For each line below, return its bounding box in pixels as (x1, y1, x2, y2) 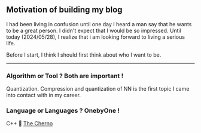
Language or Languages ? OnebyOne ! (6, 107, 120, 115)
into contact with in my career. (6, 92, 81, 99)
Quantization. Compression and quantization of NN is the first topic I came (6, 85, 190, 92)
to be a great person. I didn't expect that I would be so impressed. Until (6, 27, 181, 34)
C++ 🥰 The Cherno (6, 120, 53, 127)
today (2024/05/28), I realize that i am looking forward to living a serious (6, 33, 185, 41)
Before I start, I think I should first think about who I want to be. (6, 51, 162, 58)
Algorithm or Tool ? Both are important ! (6, 72, 124, 80)
